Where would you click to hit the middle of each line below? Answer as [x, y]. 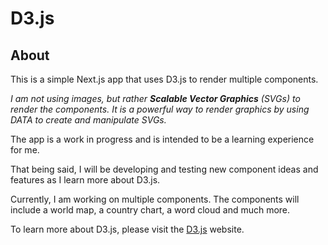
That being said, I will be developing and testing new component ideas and [164, 169]
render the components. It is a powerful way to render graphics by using [160, 109]
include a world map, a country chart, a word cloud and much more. [150, 210]
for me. [25, 150]
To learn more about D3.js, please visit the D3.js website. [127, 229]
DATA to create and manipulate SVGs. [88, 120]
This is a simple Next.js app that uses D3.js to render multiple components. [164, 79]
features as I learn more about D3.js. [85, 180]
